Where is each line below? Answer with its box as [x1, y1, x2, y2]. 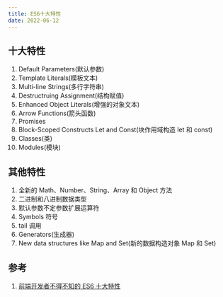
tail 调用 [18, 221, 42, 230]
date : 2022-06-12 [8, 17, 59, 24]
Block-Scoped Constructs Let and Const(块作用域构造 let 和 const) [18, 125, 213, 134]
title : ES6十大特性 [8, 10, 62, 18]
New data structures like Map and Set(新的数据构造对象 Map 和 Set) [18, 239, 217, 248]
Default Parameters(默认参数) [18, 65, 105, 74]
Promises [18, 117, 46, 126]
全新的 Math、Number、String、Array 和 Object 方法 [18, 186, 173, 194]
